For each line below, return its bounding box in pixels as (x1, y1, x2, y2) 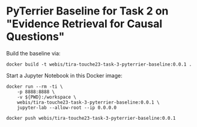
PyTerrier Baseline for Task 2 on (6, 4, 169, 18)
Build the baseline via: (6, 49, 61, 57)
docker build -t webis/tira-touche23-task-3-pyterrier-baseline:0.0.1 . (6, 61, 192, 67)
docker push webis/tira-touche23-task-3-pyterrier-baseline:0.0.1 (6, 115, 176, 121)
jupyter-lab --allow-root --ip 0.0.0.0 (17, 104, 117, 111)
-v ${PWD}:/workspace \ (17, 94, 77, 100)
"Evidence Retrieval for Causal (6, 17, 163, 31)
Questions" (6, 30, 65, 43)
